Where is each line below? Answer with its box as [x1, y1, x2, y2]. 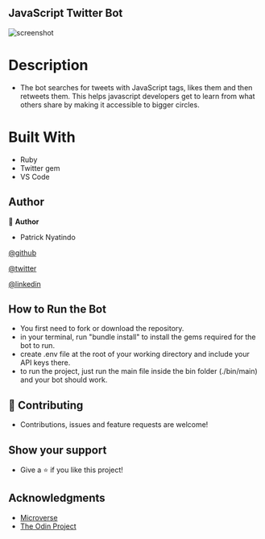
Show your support [8, 443, 107, 457]
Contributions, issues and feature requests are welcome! [19, 420, 209, 429]
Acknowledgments [8, 491, 106, 505]
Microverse [19, 512, 58, 522]
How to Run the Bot [8, 302, 107, 316]
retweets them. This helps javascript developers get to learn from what [19, 91, 255, 101]
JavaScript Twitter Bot [8, 6, 123, 20]
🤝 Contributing [8, 398, 84, 412]
